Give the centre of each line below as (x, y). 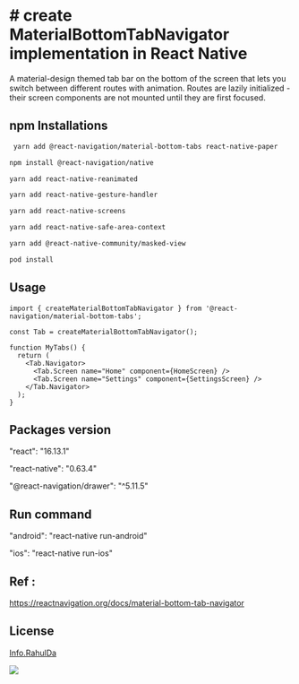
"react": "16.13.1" (39, 451)
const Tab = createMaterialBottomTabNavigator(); (104, 332)
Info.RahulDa (33, 653)
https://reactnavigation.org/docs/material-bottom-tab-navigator (127, 603)
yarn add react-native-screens (68, 212)
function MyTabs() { (48, 347)
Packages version (60, 430)
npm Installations (59, 126)
